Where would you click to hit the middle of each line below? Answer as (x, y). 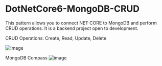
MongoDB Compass (26, 58)
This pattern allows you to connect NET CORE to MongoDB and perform (81, 23)
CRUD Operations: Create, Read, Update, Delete (56, 38)
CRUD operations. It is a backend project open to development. (72, 28)
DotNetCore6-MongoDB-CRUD (72, 9)
